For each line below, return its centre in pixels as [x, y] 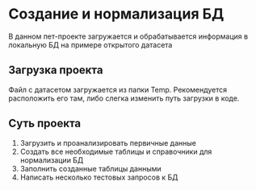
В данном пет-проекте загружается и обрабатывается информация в [128, 36]
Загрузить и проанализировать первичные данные [108, 142]
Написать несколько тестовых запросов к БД [99, 177]
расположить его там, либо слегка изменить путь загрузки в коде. [124, 98]
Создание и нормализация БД [116, 14]
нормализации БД [52, 160]
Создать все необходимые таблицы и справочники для [116, 151]
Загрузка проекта [56, 70]
